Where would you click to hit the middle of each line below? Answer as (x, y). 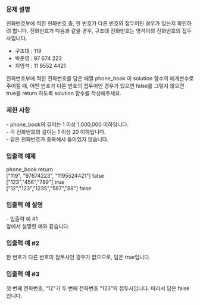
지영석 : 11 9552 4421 (40, 66)
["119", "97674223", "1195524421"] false (55, 175)
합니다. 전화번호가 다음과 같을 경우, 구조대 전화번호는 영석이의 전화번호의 (96, 31)
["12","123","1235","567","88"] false (49, 188)
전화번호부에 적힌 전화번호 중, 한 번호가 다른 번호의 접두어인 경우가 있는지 (91, 23)
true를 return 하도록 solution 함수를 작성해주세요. (64, 93)
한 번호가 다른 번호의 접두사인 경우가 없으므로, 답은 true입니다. (78, 257)
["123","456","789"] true (35, 182)
